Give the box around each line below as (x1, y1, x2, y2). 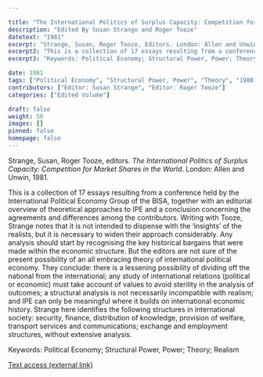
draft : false (8, 105, 51, 113)
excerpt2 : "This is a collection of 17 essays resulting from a (8, 48, 222, 56)
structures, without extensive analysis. (8, 329, 132, 339)
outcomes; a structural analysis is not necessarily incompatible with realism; (8, 287, 254, 297)
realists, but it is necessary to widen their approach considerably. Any (8, 229, 233, 239)
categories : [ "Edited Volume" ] (8, 91, 110, 99)
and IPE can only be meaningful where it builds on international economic (8, 296, 245, 306)
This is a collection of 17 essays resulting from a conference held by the (8, 188, 240, 197)
